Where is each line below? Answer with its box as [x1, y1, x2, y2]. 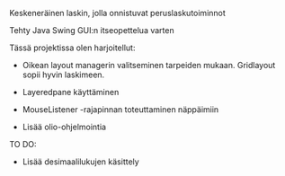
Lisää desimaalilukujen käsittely [22, 156, 139, 167]
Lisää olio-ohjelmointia [22, 121, 106, 132]
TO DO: [9, 139, 38, 149]
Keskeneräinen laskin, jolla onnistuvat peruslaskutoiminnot [9, 8, 227, 18]
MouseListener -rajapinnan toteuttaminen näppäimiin [22, 104, 219, 115]
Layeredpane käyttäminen [22, 87, 120, 97]
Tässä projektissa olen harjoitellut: [9, 42, 136, 53]
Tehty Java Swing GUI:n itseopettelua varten [9, 25, 174, 35]
